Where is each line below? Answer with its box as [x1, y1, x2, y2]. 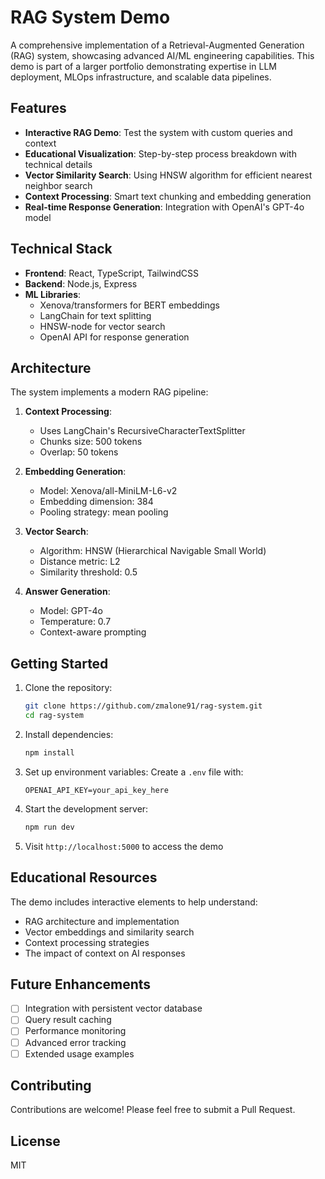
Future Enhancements [10, 976, 152, 993]
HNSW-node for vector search [39, 320, 166, 332]
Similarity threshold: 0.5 [39, 566, 138, 578]
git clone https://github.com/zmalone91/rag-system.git [24, 701, 263, 711]
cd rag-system [24, 711, 84, 721]
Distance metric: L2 [39, 556, 121, 568]
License [10, 1132, 61, 1150]
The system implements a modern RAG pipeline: [10, 386, 209, 398]
